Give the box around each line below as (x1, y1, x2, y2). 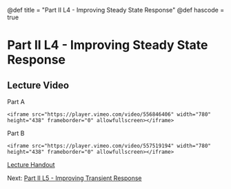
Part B (7, 129, 25, 137)
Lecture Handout (7, 161, 55, 168)
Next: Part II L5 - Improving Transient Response (7, 174, 143, 182)
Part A (7, 98, 26, 106)
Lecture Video (7, 79, 70, 91)
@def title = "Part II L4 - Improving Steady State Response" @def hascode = (7, 6, 225, 14)
